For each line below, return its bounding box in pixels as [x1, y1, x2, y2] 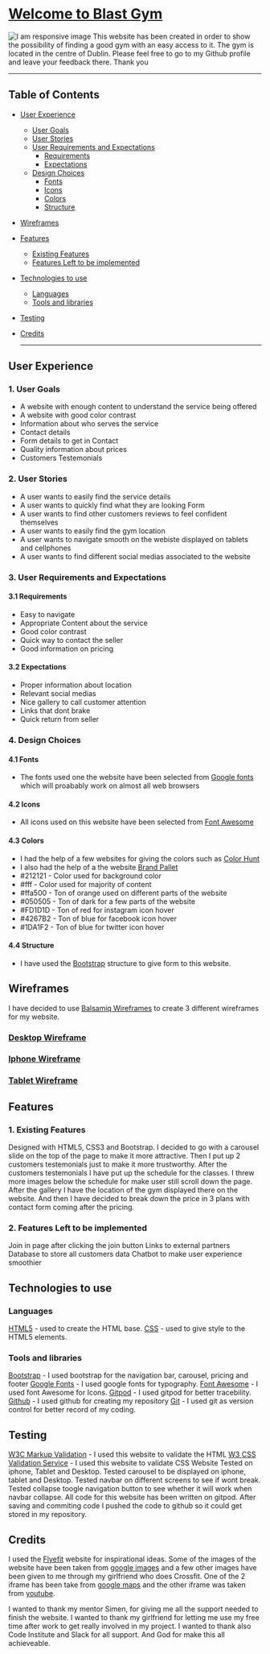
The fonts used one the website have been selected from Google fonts [19, 773, 255, 782]
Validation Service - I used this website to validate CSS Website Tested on [8, 1458, 253, 1468]
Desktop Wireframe [8, 1032, 87, 1043]
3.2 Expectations [8, 662, 67, 672]
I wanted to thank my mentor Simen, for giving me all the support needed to [8, 1604, 259, 1614]
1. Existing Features [8, 1124, 86, 1135]
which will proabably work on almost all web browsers [19, 781, 200, 790]
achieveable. [8, 1638, 51, 1648]
